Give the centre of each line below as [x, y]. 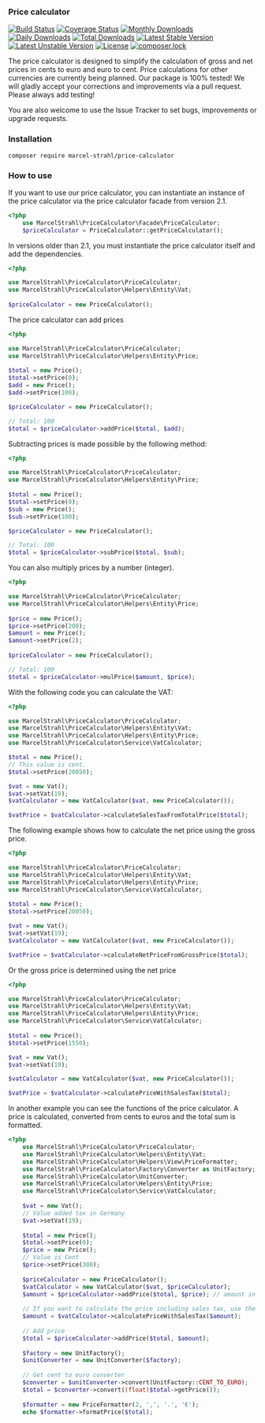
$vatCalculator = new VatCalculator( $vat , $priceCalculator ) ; [127, 1287]
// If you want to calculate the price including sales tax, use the [139, 1309]
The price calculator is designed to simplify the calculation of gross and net [131, 61]
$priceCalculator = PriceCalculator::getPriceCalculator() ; [123, 230]
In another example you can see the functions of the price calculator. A [123, 1108]
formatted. [25, 1125]
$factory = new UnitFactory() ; [74, 1353]
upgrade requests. [38, 119]
